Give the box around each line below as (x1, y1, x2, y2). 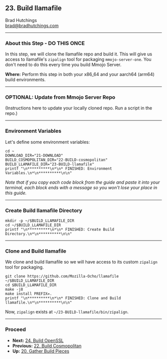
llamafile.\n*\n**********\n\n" (5, 300, 72, 305)
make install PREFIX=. (5, 292, 52, 297)
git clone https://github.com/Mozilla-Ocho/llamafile (5, 274, 119, 279)
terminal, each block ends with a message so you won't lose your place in (5, 184, 158, 190)
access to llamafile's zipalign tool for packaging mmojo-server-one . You (5, 56, 152, 62)
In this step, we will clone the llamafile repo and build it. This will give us (5, 51, 153, 57)
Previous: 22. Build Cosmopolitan (12, 343, 82, 349)
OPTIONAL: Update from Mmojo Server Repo (5, 94, 116, 101)
